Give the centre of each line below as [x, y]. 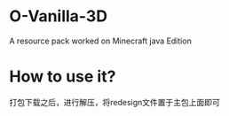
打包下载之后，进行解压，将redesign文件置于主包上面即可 [114, 102]
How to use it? [63, 77]
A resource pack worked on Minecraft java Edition [101, 41]
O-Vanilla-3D [59, 16]
